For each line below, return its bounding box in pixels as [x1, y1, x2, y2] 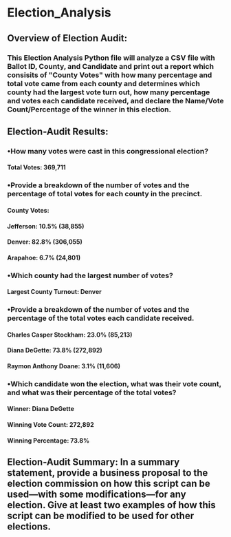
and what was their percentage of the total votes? [7, 388, 177, 397]
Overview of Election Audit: [7, 32, 128, 44]
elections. [7, 521, 52, 533]
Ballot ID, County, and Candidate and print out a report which [7, 61, 214, 71]
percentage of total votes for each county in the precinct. [7, 189, 203, 199]
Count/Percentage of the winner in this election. [7, 105, 172, 114]
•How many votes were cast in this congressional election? [7, 146, 208, 156]
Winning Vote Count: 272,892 [7, 421, 94, 429]
